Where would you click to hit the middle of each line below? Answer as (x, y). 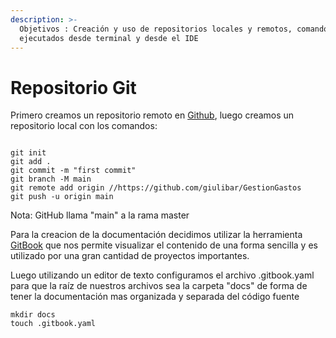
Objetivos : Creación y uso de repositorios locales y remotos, (156, 29)
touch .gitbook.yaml (53, 324)
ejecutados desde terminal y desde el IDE (109, 38)
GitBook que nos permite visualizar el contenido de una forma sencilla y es (164, 245)
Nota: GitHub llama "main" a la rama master (100, 215)
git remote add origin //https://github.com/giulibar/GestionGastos (156, 188)
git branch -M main (51, 179)
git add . (31, 162)
